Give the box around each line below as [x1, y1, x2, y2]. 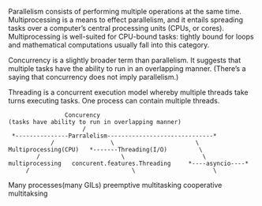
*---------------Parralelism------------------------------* [11, 132, 217, 140]
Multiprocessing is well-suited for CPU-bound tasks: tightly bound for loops [8, 32, 254, 41]
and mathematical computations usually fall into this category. [8, 40, 210, 50]
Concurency [64, 111, 101, 119]
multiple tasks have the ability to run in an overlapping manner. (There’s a [8, 64, 246, 73]
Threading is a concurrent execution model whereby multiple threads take [8, 88, 249, 97]
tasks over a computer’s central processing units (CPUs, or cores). [8, 24, 225, 32]
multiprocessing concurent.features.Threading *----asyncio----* [8, 159, 249, 167]
